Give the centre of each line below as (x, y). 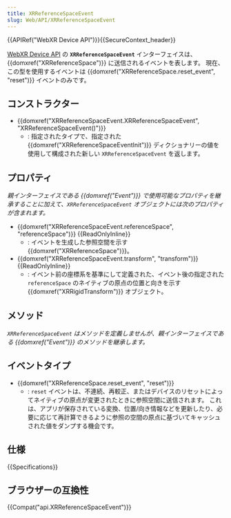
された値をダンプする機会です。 (72, 425)
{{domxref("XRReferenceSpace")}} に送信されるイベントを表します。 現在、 (115, 62)
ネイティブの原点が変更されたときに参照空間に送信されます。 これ (128, 400)
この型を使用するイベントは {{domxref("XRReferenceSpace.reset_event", (111, 71)
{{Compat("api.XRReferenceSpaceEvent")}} (69, 507)
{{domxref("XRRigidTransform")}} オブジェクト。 (97, 292)
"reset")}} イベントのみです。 (49, 80)
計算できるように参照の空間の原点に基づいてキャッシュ (142, 417)
